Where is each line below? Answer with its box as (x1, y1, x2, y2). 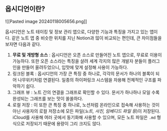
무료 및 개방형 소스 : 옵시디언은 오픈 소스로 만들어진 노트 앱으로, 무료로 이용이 (12, 51, 162, 57)
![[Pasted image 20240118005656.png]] (5, 18, 87, 24)
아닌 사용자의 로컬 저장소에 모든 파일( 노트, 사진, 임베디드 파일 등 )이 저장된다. (12, 108, 161, 114)
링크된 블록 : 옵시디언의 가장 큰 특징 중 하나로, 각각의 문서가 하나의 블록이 (12, 70, 155, 76)
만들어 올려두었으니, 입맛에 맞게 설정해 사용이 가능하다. (21, 64, 129, 70)
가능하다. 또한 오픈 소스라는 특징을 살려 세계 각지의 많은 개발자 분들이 (12, 58, 147, 64)
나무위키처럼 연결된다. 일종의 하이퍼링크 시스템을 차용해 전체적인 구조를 (17, 76, 157, 82)
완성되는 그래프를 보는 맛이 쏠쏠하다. (12, 95, 83, 101)
